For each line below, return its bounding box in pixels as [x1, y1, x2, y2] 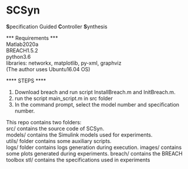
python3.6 [6, 53, 31, 60]
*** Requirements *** [6, 34, 58, 41]
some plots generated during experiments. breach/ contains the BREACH [6, 150, 183, 157]
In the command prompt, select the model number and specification [14, 101, 180, 108]
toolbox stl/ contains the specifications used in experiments [6, 156, 150, 163]
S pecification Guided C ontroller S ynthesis [6, 23, 108, 30]
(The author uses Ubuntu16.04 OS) [6, 65, 90, 72]
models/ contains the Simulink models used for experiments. [6, 131, 153, 138]
